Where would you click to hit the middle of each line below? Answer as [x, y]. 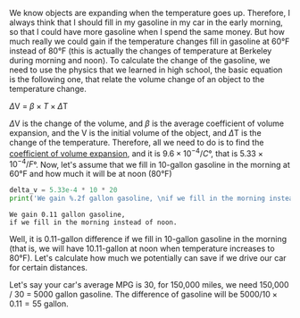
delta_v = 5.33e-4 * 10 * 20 [63, 190]
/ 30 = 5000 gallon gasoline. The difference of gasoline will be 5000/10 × [144, 295]
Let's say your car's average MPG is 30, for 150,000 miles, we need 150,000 [149, 285]
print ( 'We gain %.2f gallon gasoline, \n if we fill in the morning [137, 199]
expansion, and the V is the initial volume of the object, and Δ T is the [135, 133]
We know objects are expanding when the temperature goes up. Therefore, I [150, 13]
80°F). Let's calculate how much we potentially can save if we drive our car [148, 258]
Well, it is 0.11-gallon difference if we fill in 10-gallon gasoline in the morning [148, 239]
